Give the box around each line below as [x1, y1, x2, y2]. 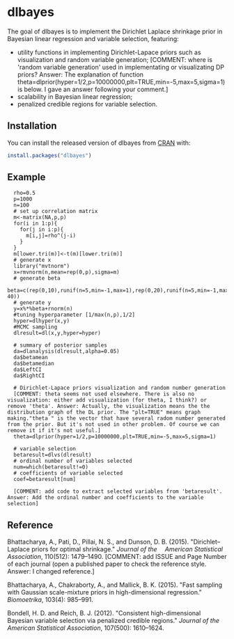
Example [7, 171, 46, 183]
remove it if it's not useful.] [7, 427, 101, 434]
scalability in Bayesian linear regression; [17, 92, 133, 101]
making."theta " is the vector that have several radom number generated [7, 415, 226, 422]
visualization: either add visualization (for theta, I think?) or [7, 397, 208, 404]
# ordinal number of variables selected [13, 457, 132, 465]
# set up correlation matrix [13, 208, 98, 215]
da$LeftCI [13, 366, 42, 373]
